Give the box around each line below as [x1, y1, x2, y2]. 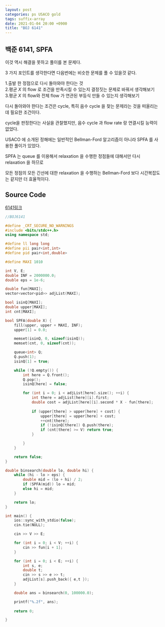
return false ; [14, 454, 43, 459]
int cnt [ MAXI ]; [5, 309, 37, 314]
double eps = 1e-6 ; [5, 277, 45, 282]
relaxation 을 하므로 [5, 159, 43, 165]
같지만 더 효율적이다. [10, 176, 50, 182]
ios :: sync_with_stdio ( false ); [14, 518, 77, 523]
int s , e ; [23, 563, 43, 568]
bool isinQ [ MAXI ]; [5, 300, 43, 305]
